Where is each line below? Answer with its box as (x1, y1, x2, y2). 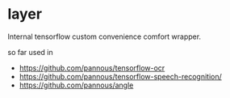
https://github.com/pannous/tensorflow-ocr (19, 62, 165, 73)
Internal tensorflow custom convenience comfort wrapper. (7, 32, 202, 41)
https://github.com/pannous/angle (19, 80, 134, 90)
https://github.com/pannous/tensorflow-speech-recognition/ (19, 71, 223, 81)
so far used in (7, 47, 53, 57)
